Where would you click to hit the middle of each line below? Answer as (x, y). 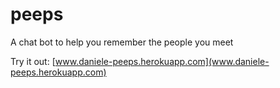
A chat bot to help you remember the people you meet (122, 42)
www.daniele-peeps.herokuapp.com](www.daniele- (162, 61)
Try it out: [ (33, 61)
